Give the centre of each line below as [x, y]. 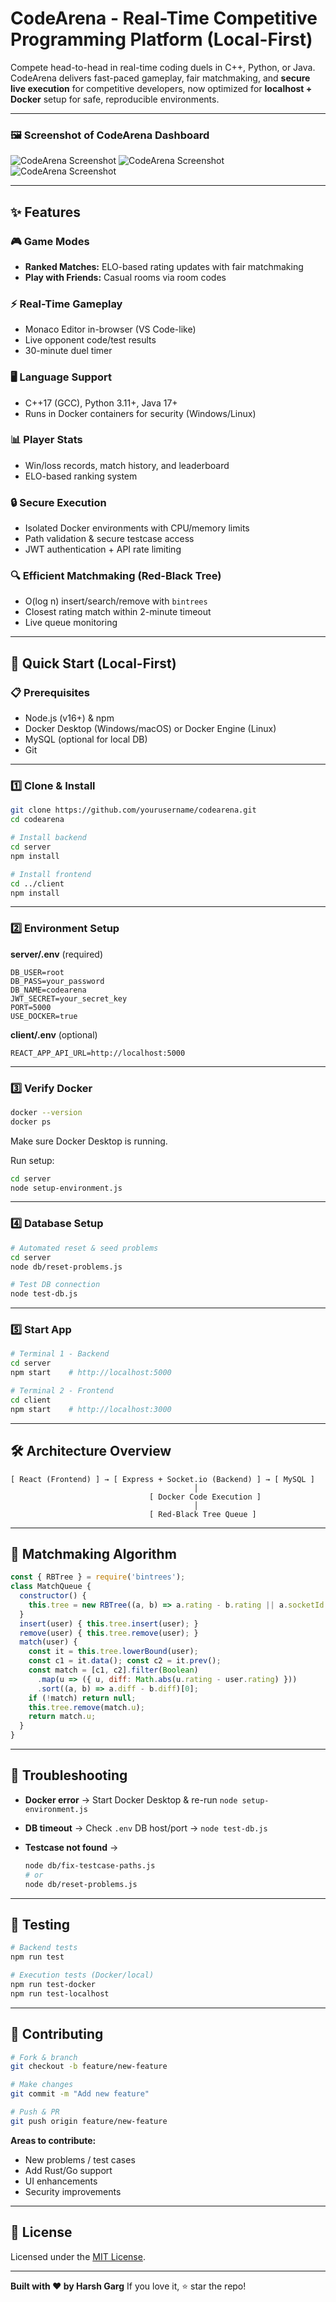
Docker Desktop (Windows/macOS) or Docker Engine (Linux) [150, 729]
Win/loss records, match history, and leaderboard [127, 465]
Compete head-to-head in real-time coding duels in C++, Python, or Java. [163, 67]
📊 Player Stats [46, 440]
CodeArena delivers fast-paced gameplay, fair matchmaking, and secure [160, 78]
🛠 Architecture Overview [91, 1451]
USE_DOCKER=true [44, 1016]
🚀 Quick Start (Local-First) [93, 663]
